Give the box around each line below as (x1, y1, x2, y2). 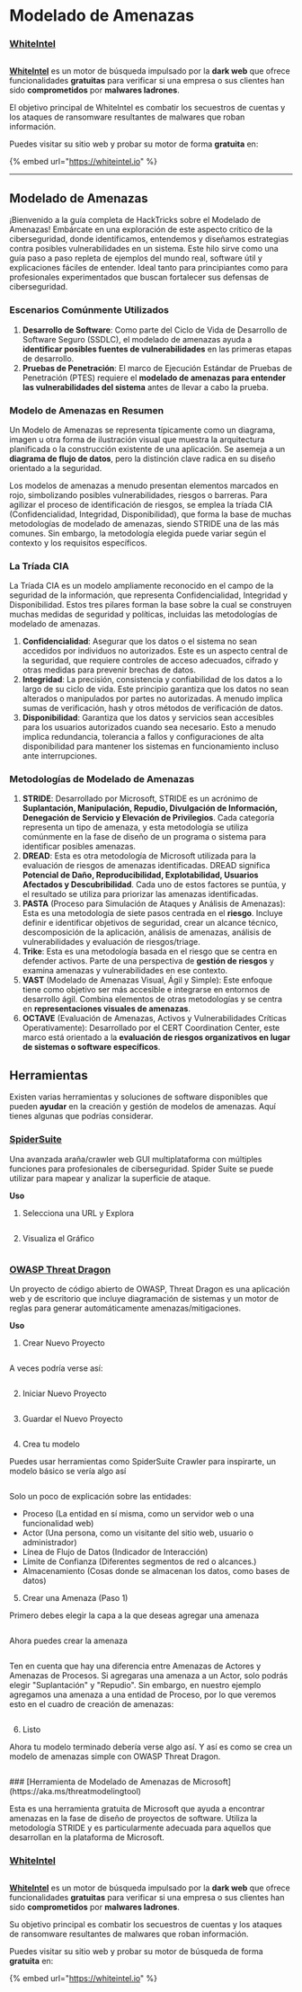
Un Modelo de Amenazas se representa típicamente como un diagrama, (9, 424, 276, 435)
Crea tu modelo (22, 1438, 81, 1449)
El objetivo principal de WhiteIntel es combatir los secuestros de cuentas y (9, 102, 286, 113)
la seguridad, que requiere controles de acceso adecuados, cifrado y (22, 655, 279, 666)
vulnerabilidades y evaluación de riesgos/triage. (22, 937, 200, 947)
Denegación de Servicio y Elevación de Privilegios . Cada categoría (22, 813, 275, 823)
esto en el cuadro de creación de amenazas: (9, 1698, 174, 1709)
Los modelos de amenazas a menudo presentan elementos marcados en (9, 480, 279, 491)
